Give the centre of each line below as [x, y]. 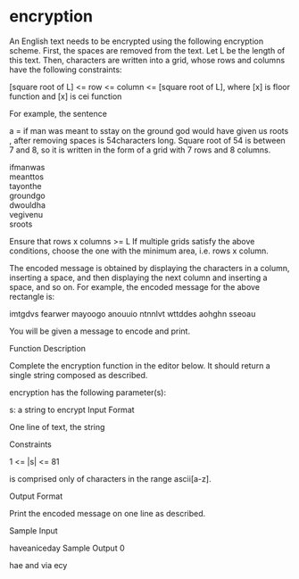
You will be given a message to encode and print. [100, 331]
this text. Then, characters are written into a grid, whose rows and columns [147, 60]
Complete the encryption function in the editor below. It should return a [140, 365]
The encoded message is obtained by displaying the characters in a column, [149, 268]
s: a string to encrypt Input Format [72, 409]
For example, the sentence [58, 113]
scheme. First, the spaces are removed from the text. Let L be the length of [147, 50]
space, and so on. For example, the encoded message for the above [135, 286]
